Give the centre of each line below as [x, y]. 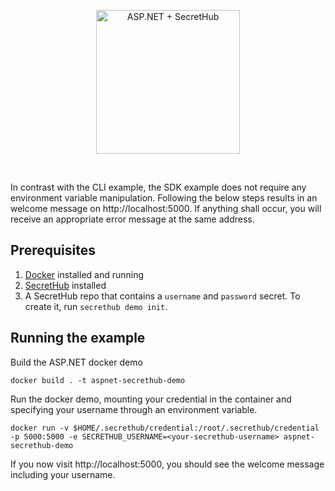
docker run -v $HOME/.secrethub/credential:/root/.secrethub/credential [165, 428]
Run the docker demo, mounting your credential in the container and [151, 399]
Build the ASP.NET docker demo [76, 362]
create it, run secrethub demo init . [96, 306]
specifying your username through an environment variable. [134, 409]
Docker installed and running [84, 274]
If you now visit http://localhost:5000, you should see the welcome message [167, 464]
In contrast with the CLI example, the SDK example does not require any [158, 187]
